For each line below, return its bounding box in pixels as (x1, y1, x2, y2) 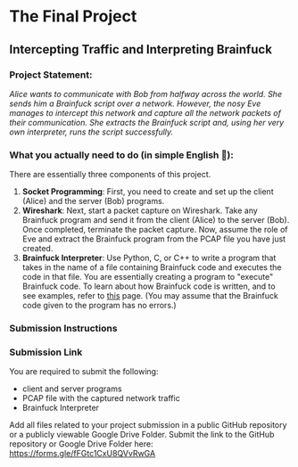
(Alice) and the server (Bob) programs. (21, 196, 165, 207)
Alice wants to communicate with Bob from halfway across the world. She (9, 88, 283, 99)
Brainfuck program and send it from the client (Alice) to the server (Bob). (21, 215, 290, 225)
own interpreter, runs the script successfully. (9, 127, 174, 137)
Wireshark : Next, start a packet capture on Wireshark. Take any (21, 205, 259, 216)
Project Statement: (9, 69, 93, 81)
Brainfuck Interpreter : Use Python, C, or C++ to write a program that (21, 252, 277, 264)
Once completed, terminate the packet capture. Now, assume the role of (21, 225, 288, 235)
